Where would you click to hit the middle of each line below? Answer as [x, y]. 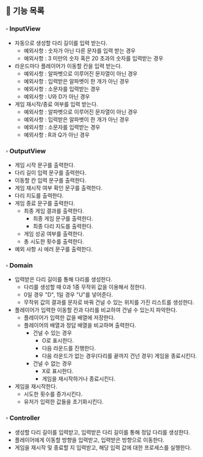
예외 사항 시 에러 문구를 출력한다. [53, 249]
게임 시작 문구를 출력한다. [45, 165]
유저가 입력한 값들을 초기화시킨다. [64, 402]
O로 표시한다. [58, 341]
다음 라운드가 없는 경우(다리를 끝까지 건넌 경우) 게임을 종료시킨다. [119, 356]
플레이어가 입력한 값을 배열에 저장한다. [69, 318]
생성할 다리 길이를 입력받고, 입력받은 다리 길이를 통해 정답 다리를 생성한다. [102, 432]
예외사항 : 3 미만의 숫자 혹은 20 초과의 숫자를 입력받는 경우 [94, 58]
